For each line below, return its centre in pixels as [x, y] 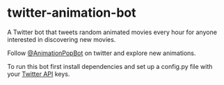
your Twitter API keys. [39, 74]
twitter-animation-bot [72, 13]
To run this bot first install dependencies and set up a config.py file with [110, 66]
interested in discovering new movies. [62, 39]
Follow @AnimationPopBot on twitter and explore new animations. [102, 53]
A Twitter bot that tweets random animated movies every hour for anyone [112, 32]
